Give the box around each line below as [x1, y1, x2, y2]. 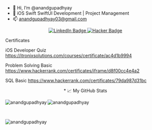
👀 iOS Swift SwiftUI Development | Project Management [12, 10, 130, 16]
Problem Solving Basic [5, 62, 52, 68]
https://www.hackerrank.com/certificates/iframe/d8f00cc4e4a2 [5, 68, 140, 73]
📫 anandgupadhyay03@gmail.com [12, 16, 87, 22]
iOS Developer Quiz [5, 47, 47, 53]
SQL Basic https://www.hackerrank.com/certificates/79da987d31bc [5, 77, 147, 83]
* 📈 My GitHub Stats [63, 88, 108, 94]
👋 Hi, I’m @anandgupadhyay [12, 5, 72, 11]
